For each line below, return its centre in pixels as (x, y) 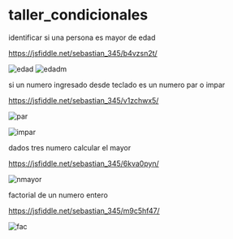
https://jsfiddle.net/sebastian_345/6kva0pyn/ (84, 163)
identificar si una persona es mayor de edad (82, 37)
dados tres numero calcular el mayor (70, 147)
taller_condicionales (78, 15)
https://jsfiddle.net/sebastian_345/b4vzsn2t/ (83, 53)
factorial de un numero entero (58, 195)
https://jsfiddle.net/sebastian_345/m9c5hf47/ (84, 211)
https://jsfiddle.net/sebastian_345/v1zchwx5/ (84, 100)
